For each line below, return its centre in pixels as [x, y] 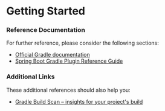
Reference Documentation [46, 30]
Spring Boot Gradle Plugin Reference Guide [69, 61]
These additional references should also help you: [69, 90]
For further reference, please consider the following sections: [82, 43]
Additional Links [31, 77]
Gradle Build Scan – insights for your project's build [79, 101]
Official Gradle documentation [53, 55]
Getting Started [46, 11]
